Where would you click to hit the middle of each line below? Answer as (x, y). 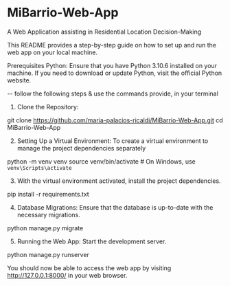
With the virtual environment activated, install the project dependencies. (119, 181)
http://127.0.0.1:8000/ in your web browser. (67, 275)
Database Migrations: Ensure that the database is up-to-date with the (115, 207)
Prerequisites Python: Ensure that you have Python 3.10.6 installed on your (112, 65)
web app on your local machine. (53, 52)
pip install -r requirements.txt (48, 194)
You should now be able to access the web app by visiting (89, 268)
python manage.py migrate (45, 228)
